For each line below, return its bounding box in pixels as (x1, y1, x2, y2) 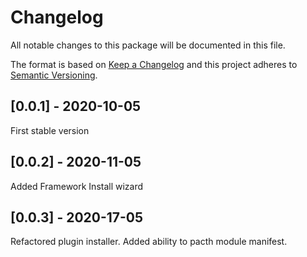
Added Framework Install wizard (10, 180, 144, 192)
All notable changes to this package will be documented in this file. (10, 39, 286, 51)
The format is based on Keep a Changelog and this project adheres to (10, 58, 298, 70)
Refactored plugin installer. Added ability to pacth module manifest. (10, 236, 288, 248)
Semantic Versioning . (10, 69, 98, 81)
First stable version (10, 124, 90, 136)
